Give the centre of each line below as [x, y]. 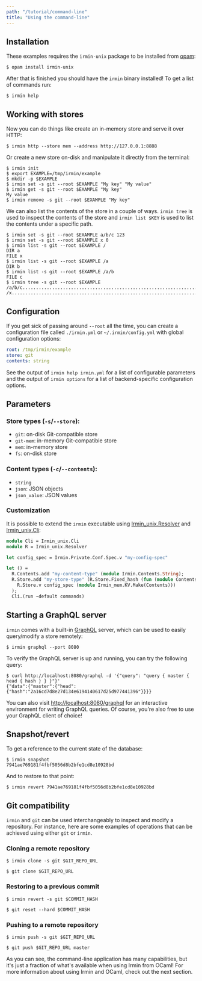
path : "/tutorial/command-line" [47, 12]
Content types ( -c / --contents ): [52, 469]
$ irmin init [23, 169]
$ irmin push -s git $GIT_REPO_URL [51, 937]
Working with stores [45, 114]
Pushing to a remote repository [53, 924]
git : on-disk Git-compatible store [56, 435]
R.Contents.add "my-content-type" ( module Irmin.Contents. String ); [98, 574]
